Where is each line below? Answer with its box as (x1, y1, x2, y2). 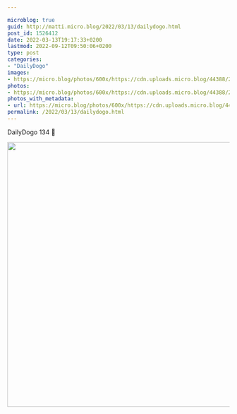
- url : (7, 102, 27, 110)
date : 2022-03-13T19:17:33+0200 (7, 36, 102, 43)
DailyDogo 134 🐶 (7, 128, 56, 136)
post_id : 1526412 (7, 30, 59, 37)
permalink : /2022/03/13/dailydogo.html (7, 109, 125, 116)
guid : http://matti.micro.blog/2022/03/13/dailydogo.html (7, 23, 181, 30)
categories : (7, 56, 42, 64)
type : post (7, 49, 39, 57)
